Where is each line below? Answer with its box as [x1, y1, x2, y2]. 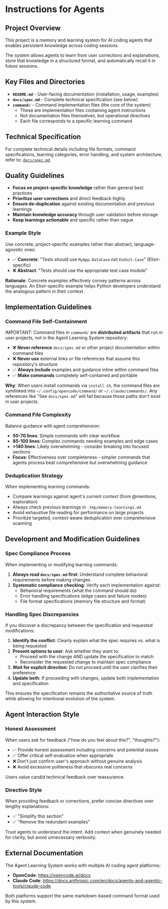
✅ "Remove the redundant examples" [12, 819, 91, 825]
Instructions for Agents [5, 4, 105, 15]
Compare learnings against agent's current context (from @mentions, [12, 493, 157, 499]
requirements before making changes [12, 576, 91, 582]
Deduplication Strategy [5, 472, 63, 479]
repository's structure [12, 361, 58, 368]
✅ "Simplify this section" [12, 813, 64, 819]
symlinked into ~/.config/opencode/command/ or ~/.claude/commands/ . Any [5, 388, 157, 394]
